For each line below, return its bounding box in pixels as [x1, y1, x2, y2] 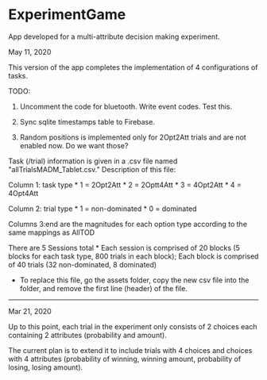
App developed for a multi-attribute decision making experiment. [8, 32, 220, 41]
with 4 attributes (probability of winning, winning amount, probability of [8, 354, 242, 363]
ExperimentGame [8, 6, 126, 24]
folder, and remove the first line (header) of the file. [19, 283, 188, 293]
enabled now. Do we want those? [19, 140, 129, 150]
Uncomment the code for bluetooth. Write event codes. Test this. [19, 102, 233, 111]
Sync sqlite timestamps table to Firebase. [19, 117, 155, 126]
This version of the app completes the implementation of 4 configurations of [8, 62, 258, 72]
